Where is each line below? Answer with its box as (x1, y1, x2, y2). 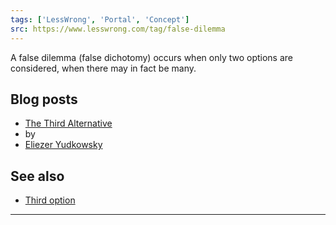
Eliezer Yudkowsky (24, 139, 103, 151)
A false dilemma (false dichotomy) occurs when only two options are (10, 51, 294, 63)
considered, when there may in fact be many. (10, 62, 197, 74)
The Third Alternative (24, 117, 113, 130)
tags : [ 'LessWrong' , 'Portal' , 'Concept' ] (10, 14, 190, 25)
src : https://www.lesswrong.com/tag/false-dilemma (10, 24, 226, 34)
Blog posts (10, 91, 78, 108)
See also (10, 167, 65, 185)
